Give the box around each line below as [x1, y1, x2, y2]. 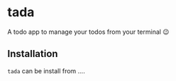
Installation [7, 48, 58, 60]
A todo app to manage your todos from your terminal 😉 [7, 27, 170, 36]
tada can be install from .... [7, 66, 85, 75]
